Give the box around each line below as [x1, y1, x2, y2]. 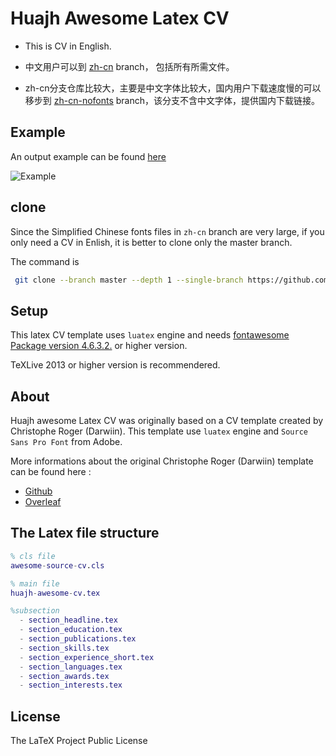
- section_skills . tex [19, 643, 110, 653]
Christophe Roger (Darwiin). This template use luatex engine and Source [10, 425, 308, 437]
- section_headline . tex [19, 615, 118, 626]
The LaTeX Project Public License [10, 735, 148, 747]
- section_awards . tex [19, 671, 110, 681]
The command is [10, 255, 80, 267]
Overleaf [24, 496, 62, 508]
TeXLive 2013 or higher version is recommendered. [10, 359, 221, 371]
